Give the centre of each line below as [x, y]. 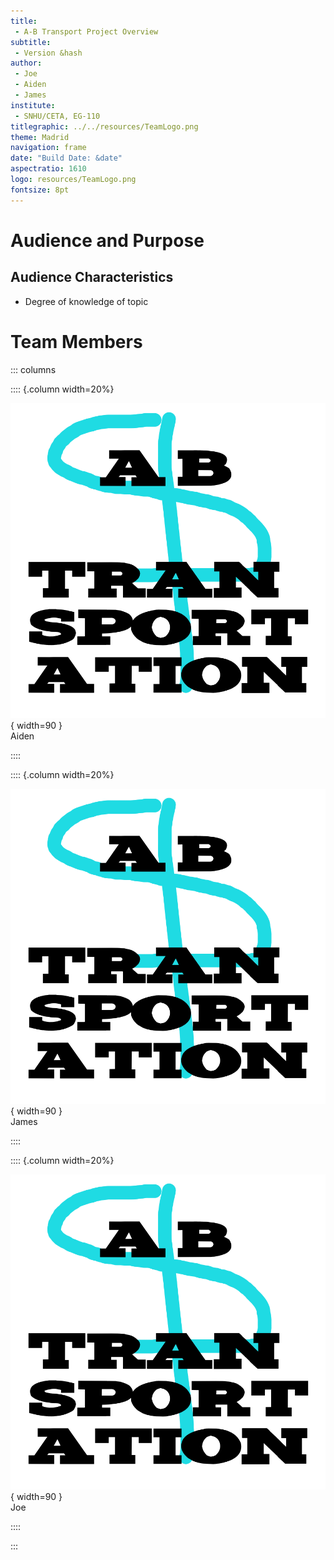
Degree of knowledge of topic [86, 301]
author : [26, 63]
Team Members [76, 341]
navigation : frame [48, 148]
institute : [33, 105]
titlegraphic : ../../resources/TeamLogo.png [104, 126]
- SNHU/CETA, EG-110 [57, 116]
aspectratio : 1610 [48, 169]
